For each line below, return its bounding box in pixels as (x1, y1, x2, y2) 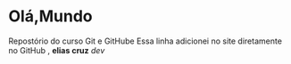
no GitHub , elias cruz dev (8, 44, 105, 55)
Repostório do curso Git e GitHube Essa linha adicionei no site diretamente (8, 36, 283, 46)
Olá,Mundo (8, 6, 93, 27)
